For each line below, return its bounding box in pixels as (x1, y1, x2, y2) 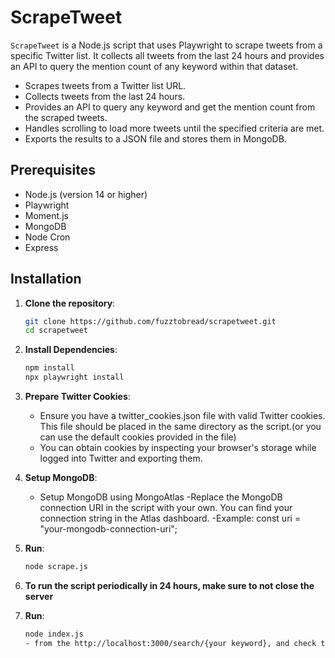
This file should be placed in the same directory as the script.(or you (39, 421, 322, 433)
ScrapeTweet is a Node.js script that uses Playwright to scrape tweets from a (10, 39, 323, 51)
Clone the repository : (24, 297, 116, 309)
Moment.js (24, 209, 69, 221)
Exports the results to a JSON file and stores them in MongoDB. (24, 132, 287, 145)
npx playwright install (24, 372, 125, 383)
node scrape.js (24, 562, 89, 572)
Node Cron (24, 231, 71, 243)
